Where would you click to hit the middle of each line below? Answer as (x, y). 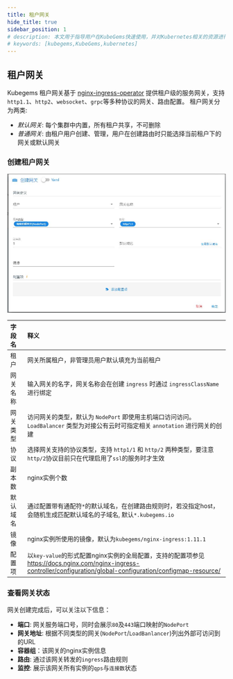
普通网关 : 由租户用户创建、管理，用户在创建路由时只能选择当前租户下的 (119, 133)
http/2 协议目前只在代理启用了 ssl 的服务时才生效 (96, 458)
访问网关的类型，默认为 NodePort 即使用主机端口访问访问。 (111, 416)
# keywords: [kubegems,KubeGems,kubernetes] (72, 44)
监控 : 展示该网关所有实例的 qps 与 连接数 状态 (77, 668)
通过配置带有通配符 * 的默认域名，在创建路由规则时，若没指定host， (123, 506)
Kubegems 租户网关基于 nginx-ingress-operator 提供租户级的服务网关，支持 (116, 92)
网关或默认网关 (38, 142)
